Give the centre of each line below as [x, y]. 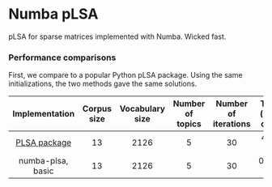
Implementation [44, 114]
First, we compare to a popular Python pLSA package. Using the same [125, 75]
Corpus [97, 108]
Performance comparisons [62, 57]
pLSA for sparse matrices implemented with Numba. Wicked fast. [117, 36]
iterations [232, 124]
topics [189, 124]
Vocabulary [142, 108]
